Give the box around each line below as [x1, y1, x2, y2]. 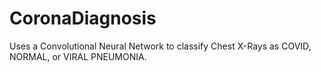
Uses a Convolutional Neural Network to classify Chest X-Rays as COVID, [9, 40, 312, 52]
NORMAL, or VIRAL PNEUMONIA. [9, 50, 147, 62]
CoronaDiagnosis [9, 7, 157, 30]
